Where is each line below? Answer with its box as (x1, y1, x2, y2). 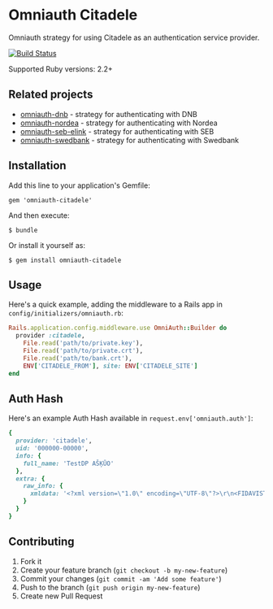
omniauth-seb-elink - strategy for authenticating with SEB (19, 126, 214, 136)
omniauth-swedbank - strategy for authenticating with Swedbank (19, 135, 240, 145)
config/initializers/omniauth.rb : (8, 308, 123, 318)
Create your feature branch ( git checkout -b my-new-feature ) (19, 565, 228, 575)
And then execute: (8, 210, 70, 220)
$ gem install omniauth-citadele (8, 256, 122, 264)
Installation (8, 159, 67, 172)
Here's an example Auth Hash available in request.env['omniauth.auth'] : (8, 413, 253, 424)
